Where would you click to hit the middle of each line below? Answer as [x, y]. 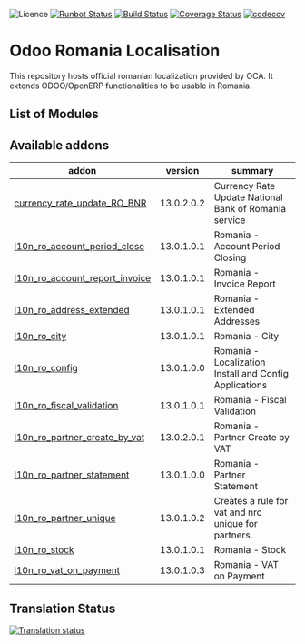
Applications [241, 385]
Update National [248, 197]
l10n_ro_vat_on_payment [67, 570]
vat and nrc [238, 512]
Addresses [237, 321]
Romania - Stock [250, 550]
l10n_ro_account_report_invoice [83, 278]
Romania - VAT [246, 565]
